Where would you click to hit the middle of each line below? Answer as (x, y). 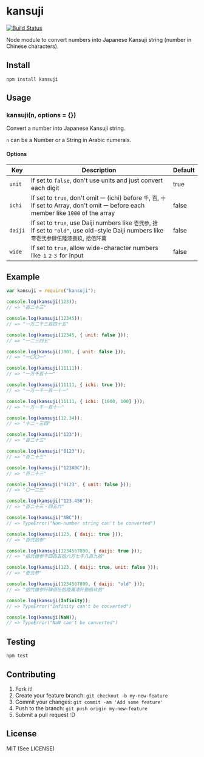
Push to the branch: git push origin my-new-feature (81, 708)
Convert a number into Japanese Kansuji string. (66, 128)
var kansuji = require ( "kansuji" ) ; (51, 291)
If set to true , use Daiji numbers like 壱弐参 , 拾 (94, 223)
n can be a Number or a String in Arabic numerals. (69, 140)
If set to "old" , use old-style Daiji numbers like (97, 230)
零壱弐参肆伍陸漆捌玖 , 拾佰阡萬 (69, 238)
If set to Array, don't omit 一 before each (88, 205)
